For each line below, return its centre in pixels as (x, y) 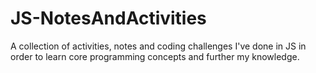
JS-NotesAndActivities (108, 18)
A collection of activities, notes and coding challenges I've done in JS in (158, 46)
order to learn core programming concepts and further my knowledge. (155, 56)
